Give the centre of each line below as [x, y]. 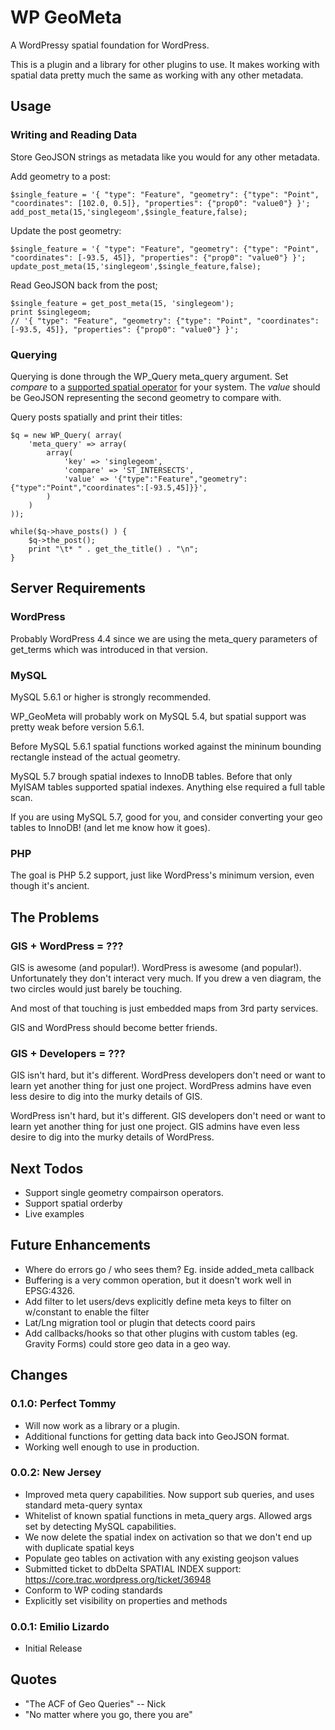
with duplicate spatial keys [79, 1547]
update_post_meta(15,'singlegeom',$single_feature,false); [136, 266]
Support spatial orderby [73, 1203]
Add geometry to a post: [60, 176]
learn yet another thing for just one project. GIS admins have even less [155, 1127]
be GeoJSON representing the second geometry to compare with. [146, 397]
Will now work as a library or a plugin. [102, 1425]
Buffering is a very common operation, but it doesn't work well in [158, 1280]
